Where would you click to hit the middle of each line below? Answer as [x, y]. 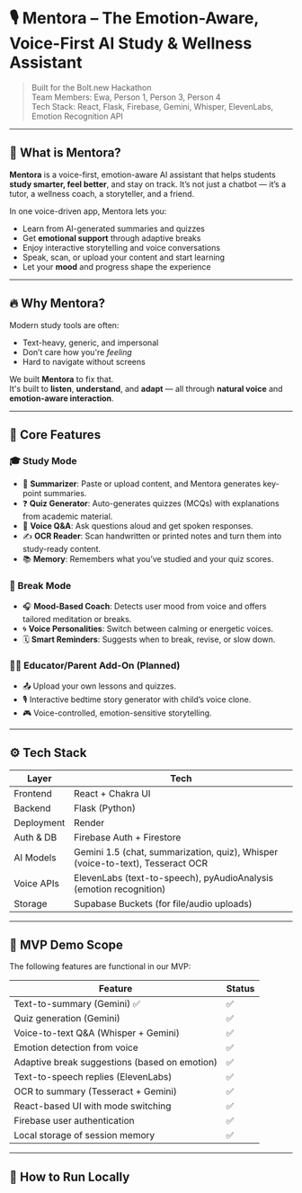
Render [89, 823]
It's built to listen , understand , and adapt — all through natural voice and [146, 388]
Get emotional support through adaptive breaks [111, 238]
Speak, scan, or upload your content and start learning [124, 257]
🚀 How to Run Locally [70, 1176]
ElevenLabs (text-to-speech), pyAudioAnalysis [173, 877]
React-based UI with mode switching [93, 1106]
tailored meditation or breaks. [77, 619]
